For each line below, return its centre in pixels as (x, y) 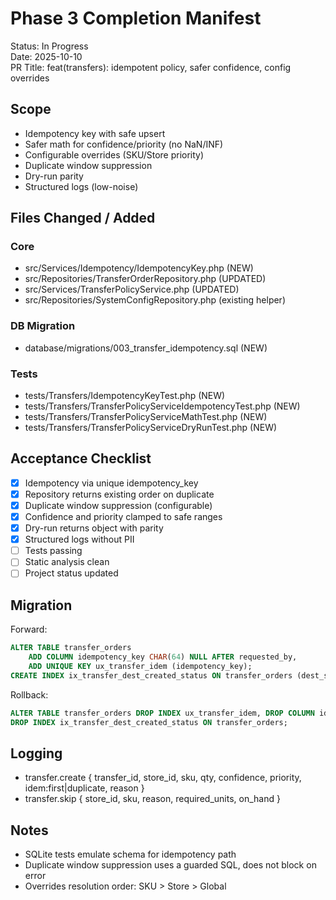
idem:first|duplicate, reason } (84, 788)
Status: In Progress (49, 46)
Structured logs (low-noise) (81, 186)
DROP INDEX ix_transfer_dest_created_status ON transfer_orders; (149, 722)
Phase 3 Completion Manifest (136, 18)
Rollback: (29, 694)
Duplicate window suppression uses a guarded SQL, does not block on (170, 865)
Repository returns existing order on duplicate (119, 494)
